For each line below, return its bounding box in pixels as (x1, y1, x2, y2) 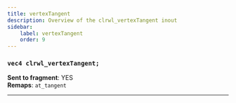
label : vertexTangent (20, 29, 83, 37)
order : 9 (20, 36, 46, 43)
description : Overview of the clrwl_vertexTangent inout (7, 17, 178, 24)
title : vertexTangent (7, 10, 71, 18)
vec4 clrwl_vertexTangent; (7, 60, 100, 67)
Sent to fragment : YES (7, 74, 74, 82)
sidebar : (7, 23, 33, 30)
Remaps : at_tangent (7, 81, 67, 90)
